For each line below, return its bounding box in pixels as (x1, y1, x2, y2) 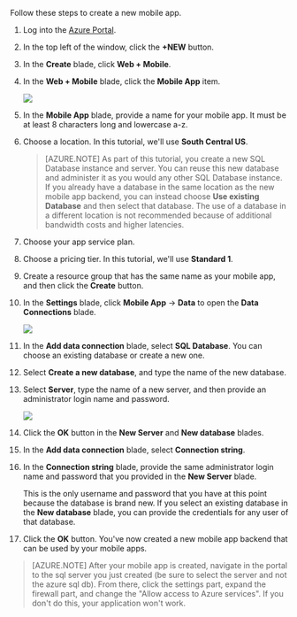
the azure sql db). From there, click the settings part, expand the (31, 579, 266, 590)
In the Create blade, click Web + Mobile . (22, 59, 171, 69)
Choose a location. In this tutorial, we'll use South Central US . (22, 136, 248, 147)
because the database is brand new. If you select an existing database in (22, 497, 288, 508)
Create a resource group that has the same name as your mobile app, (22, 271, 277, 282)
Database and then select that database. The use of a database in (44, 201, 286, 211)
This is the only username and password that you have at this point (22, 489, 268, 498)
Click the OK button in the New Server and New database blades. (22, 428, 264, 437)
